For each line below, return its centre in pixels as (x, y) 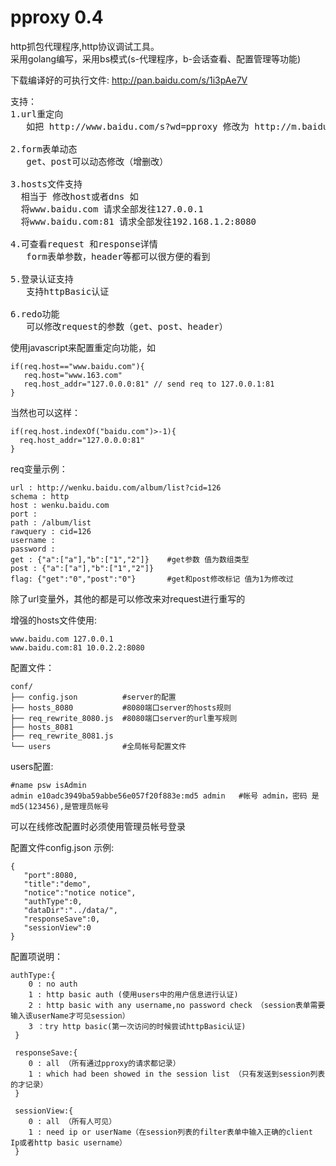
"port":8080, (50, 875)
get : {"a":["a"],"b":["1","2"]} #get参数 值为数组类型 (130, 559)
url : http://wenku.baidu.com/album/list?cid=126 (116, 487)
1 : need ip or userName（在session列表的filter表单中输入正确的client (170, 1132)
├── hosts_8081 (42, 727)
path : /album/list (51, 522)
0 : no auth (53, 984)
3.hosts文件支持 (46, 184)
